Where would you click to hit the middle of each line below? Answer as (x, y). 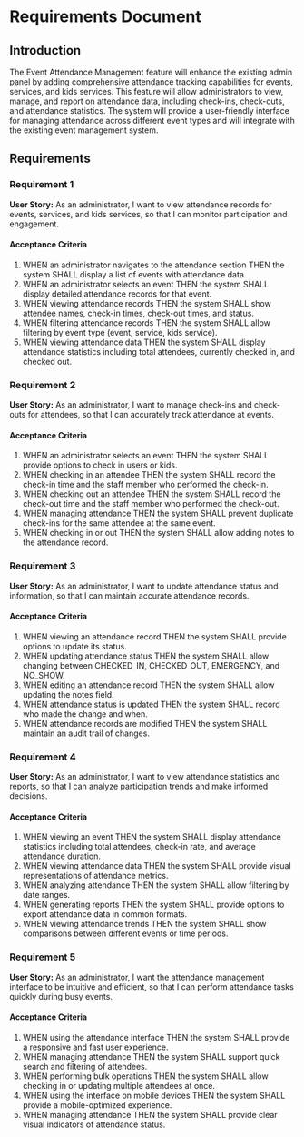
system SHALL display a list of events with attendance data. (134, 274)
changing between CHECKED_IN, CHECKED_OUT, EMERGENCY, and (151, 665)
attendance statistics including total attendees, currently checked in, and (158, 351)
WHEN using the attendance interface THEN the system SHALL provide (156, 1037)
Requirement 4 (43, 757)
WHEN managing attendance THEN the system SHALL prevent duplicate (158, 513)
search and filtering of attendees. (85, 1066)
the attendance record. (65, 542)
